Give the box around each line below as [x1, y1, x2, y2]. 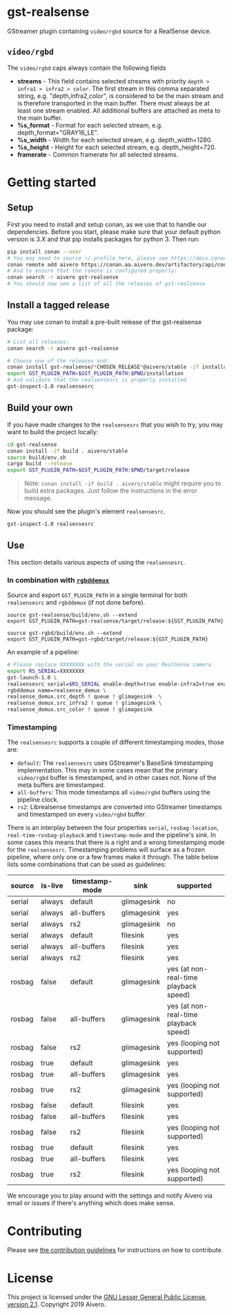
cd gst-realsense [7, 441, 57, 448]
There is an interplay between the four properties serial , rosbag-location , [7, 824, 219, 832]
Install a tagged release [7, 300, 110, 311]
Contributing [7, 1223, 82, 1239]
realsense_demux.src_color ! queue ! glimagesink [7, 706, 153, 713]
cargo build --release [7, 460, 72, 467]
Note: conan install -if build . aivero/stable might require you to [23, 479, 222, 487]
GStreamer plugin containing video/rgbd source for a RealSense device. [7, 27, 212, 35]
